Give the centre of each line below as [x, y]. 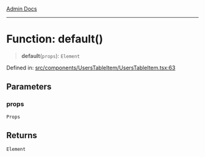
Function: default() [55, 39]
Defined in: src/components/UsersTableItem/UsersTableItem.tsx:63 [91, 68]
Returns [22, 135]
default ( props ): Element [51, 56]
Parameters [29, 87]
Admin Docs [22, 9]
